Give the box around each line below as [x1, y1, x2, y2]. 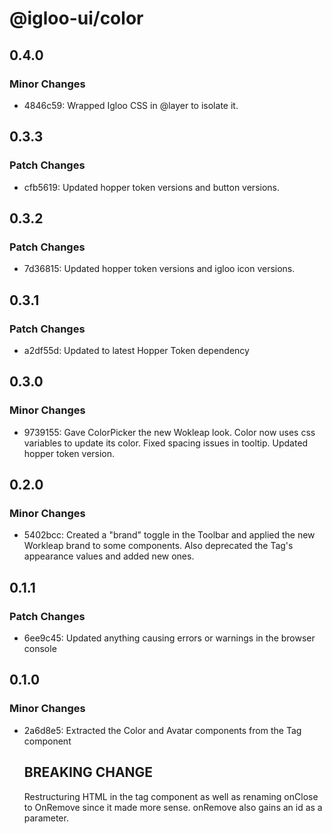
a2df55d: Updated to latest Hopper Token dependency [23, 344, 250, 356]
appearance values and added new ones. [23, 550, 195, 562]
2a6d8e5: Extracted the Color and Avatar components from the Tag [23, 724, 302, 736]
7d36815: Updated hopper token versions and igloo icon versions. [23, 263, 296, 275]
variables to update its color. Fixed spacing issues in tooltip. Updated [23, 437, 309, 449]
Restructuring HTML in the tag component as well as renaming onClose [23, 790, 319, 802]
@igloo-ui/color [9, 7, 144, 30]
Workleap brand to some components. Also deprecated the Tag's [23, 540, 294, 552]
